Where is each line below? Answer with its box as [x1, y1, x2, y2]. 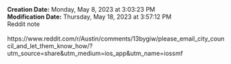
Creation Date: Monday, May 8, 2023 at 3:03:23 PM [7, 6, 156, 13]
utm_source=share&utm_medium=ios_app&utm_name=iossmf [7, 50, 183, 57]
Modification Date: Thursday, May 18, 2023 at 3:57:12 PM [7, 12, 172, 21]
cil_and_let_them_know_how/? [7, 42, 93, 50]
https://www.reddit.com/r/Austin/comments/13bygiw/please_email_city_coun [7, 34, 225, 43]
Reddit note [7, 20, 40, 28]
